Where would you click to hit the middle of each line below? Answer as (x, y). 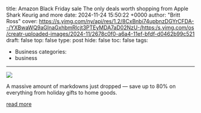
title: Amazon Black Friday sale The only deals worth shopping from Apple (97, 9)
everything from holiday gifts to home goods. (62, 92)
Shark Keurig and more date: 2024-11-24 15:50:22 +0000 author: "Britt (93, 15)
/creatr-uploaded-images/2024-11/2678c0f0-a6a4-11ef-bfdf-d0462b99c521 (100, 34)
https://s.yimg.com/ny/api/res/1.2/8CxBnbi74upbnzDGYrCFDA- (116, 21)
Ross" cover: (22, 21)
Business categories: (41, 52)
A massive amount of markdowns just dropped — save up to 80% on (91, 86)
